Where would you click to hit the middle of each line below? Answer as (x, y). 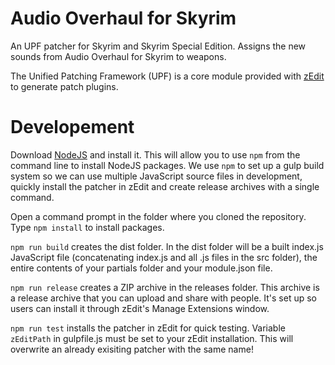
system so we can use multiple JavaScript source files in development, (156, 176)
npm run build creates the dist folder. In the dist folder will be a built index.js (167, 246)
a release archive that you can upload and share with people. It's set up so (163, 298)
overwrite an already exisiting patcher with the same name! (132, 349)
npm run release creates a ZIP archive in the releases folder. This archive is (165, 287)
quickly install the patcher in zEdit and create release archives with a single (165, 186)
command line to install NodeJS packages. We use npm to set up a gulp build (167, 165)
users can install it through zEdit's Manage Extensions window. (140, 308)
